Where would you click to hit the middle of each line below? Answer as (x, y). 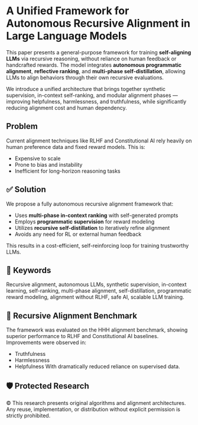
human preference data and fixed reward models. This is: (76, 147)
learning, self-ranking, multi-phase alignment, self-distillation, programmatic (99, 291)
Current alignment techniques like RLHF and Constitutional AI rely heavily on (99, 141)
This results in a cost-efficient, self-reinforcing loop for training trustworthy (98, 245)
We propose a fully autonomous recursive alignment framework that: (90, 204)
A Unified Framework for (68, 11)
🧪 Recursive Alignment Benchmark (72, 315)
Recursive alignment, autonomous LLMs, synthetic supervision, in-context (97, 284)
